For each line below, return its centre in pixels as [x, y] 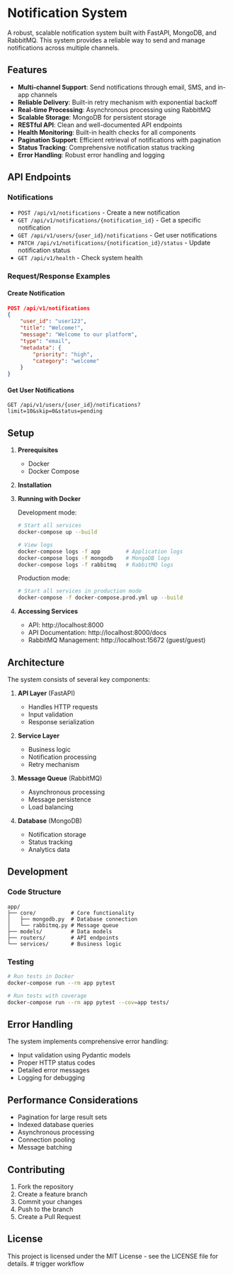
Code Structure [34, 892]
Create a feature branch [52, 1194]
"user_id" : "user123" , [53, 321]
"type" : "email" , [46, 341]
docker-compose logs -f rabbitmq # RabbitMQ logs [95, 565]
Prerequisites [38, 450]
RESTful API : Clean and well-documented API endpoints [100, 125]
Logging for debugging [51, 1078]
